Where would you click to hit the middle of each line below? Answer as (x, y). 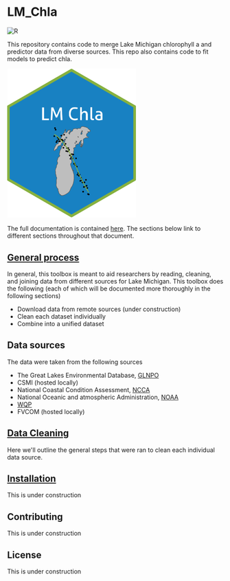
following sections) (34, 295)
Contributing (35, 517)
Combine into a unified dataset (60, 323)
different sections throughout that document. (71, 236)
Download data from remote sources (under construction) (99, 309)
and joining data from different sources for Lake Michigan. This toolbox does (115, 281)
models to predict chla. (39, 58)
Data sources (36, 345)
